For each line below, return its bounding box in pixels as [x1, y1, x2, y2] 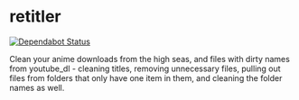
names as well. [9, 82, 65, 93]
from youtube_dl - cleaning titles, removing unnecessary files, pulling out [9, 63, 282, 74]
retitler [9, 6, 61, 27]
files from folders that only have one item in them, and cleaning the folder [9, 72, 283, 83]
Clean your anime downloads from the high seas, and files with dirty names [9, 53, 291, 64]
